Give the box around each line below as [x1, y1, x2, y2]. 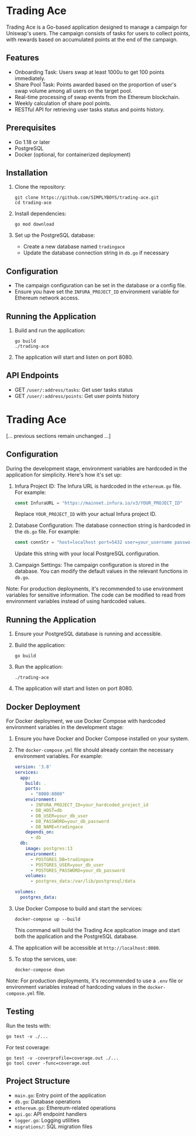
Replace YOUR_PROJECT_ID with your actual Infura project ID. [14, 511, 157, 518]
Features [6, 53, 39, 63]
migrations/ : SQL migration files [14, 1123, 92, 1130]
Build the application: [14, 642, 66, 649]
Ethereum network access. [14, 294, 80, 301]
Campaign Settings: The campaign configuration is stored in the [14, 562, 169, 569]
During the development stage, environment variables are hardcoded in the [6, 465, 187, 472]
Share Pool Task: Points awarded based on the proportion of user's [14, 81, 177, 88]
